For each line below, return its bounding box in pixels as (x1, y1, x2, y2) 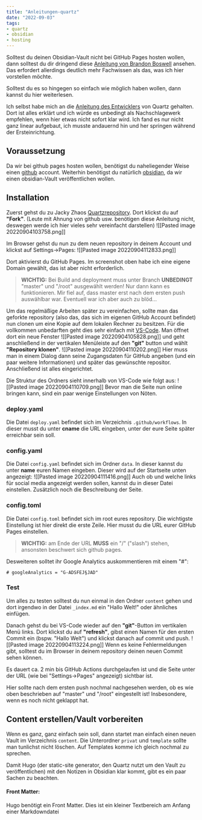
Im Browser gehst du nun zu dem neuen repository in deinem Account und (6, 240, 192, 247)
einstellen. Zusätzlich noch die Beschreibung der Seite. (6, 486, 143, 494)
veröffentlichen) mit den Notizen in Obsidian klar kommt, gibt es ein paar (6, 767, 186, 775)
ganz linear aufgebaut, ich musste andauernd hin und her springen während (6, 122, 195, 129)
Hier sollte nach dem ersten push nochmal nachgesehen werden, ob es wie (6, 684, 194, 691)
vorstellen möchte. (6, 73, 52, 80)
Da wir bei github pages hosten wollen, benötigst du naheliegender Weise (6, 162, 190, 170)
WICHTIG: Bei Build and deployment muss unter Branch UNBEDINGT (21, 276, 193, 283)
